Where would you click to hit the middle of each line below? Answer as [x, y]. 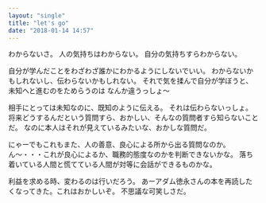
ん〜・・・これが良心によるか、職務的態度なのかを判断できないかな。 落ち [131, 154]
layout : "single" [37, 16]
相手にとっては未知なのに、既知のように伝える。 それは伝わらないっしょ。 [130, 107]
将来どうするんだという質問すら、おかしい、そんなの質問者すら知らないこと [133, 118]
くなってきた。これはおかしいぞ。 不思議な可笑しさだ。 [99, 191]
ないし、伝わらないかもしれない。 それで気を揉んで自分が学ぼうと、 [141, 81]
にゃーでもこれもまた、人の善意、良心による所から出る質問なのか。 [119, 145]
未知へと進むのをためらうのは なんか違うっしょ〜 [89, 91]
